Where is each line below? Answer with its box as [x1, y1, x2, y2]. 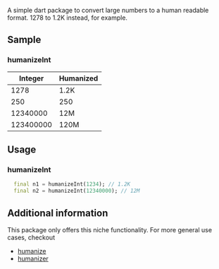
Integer [18, 73, 44, 83]
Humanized [58, 73, 99, 83]
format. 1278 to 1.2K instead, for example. [7, 13, 128, 22]
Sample [7, 34, 42, 46]
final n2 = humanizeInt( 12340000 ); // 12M [13, 187, 140, 195]
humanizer [17, 254, 49, 263]
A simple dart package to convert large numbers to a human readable [7, 6, 209, 14]
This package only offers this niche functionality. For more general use [7, 225, 213, 234]
